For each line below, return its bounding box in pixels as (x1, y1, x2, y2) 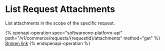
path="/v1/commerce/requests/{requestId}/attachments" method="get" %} (5, 35, 160, 41)
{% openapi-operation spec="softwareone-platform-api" (5, 29, 122, 35)
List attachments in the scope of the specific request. (5, 20, 115, 26)
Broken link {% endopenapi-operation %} (5, 40, 90, 46)
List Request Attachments (5, 3, 115, 15)
